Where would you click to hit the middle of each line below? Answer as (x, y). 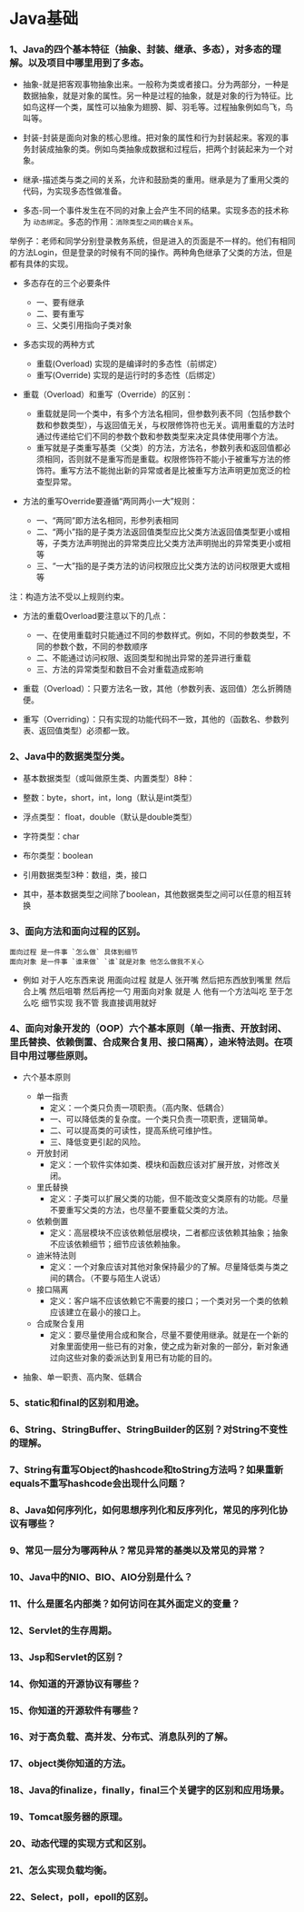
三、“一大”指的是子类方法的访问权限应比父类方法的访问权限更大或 (159, 566)
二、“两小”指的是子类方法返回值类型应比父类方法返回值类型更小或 (159, 532)
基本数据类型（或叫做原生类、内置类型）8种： (108, 778)
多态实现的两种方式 (59, 344)
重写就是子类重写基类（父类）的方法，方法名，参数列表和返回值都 (159, 448)
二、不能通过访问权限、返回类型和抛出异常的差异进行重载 (143, 658)
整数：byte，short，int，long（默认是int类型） (110, 797)
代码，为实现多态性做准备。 (74, 191)
